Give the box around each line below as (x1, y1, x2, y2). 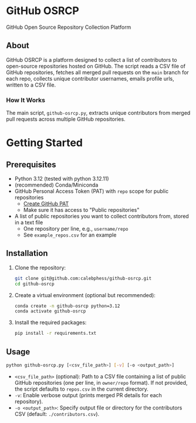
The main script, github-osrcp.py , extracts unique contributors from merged (6, 109, 191, 116)
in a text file (14, 219, 43, 226)
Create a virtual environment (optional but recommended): (14, 291, 156, 298)
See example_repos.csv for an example (23, 231, 117, 239)
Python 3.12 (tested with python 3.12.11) (14, 175, 110, 182)
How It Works (6, 96, 46, 104)
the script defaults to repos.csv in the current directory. (14, 385, 148, 392)
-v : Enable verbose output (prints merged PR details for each (14, 391, 163, 398)
